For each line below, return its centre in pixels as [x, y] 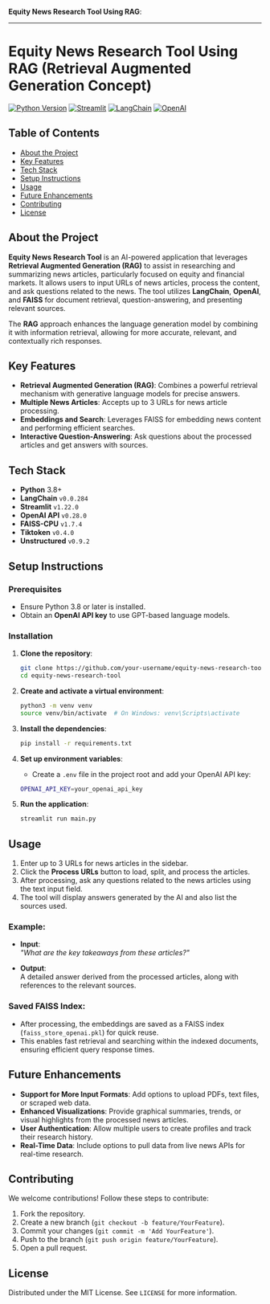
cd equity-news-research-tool [71, 676]
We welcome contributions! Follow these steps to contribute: [108, 1198]
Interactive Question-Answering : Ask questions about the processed [135, 436]
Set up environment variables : [71, 758]
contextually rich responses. [55, 341]
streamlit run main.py [58, 819]
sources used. [43, 906]
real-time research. [52, 1154]
